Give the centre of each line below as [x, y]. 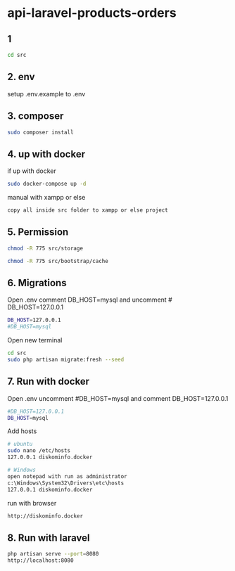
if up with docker [32, 171]
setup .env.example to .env [46, 94]
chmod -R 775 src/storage [45, 248]
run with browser [32, 503]
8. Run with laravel [49, 538]
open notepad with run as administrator [68, 476]
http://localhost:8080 [40, 560]
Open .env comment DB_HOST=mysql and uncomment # [90, 300]
